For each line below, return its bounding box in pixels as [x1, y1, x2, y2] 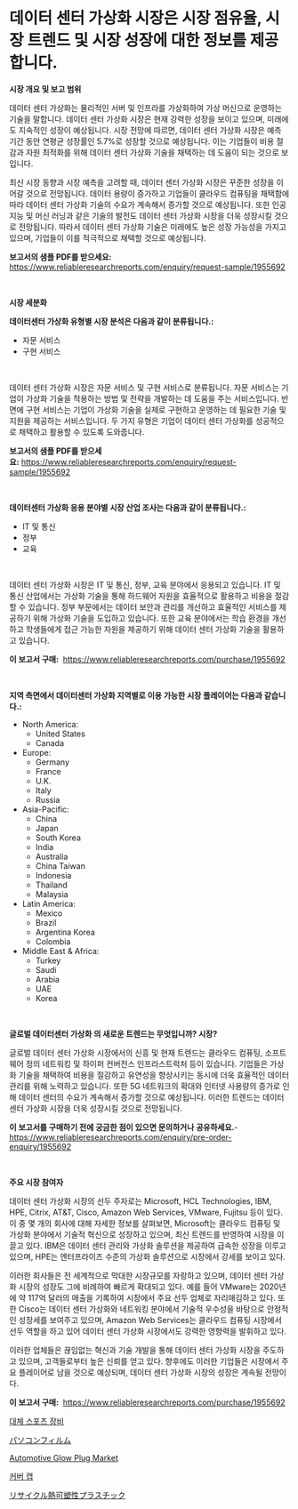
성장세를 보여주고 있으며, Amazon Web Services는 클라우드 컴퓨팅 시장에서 [18, 1314, 282, 1325]
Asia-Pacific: [21, 804, 69, 815]
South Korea [35, 832, 82, 843]
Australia [35, 851, 68, 862]
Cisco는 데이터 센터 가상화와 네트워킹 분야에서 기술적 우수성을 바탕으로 [18, 1304, 265, 1314]
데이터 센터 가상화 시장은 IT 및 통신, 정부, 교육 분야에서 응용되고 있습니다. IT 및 [9, 579, 282, 590]
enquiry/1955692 [9, 1141, 72, 1152]
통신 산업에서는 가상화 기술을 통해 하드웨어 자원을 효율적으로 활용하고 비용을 [9, 590, 273, 601]
